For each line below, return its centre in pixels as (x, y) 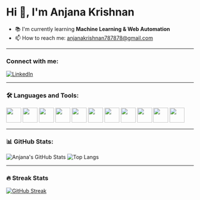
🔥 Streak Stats (27, 178)
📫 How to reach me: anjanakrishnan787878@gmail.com (84, 37)
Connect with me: (32, 61)
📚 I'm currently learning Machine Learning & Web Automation (93, 29)
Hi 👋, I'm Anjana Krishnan (71, 12)
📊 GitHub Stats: (30, 142)
